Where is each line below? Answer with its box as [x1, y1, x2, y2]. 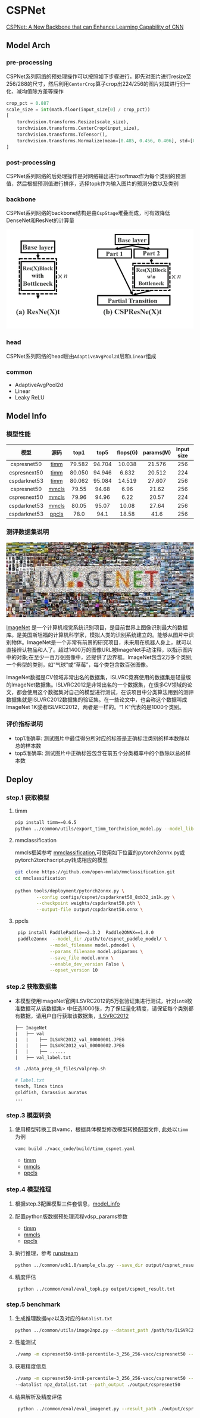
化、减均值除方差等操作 [6, 88, 64, 95]
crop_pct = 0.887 [6, 100, 49, 106]
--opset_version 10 [49, 967, 98, 973]
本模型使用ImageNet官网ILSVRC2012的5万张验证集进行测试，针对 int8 [14, 997, 187, 1004]
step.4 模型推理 [6, 1185, 52, 1194]
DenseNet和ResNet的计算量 [6, 217, 75, 224]
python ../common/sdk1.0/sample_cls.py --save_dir [14, 1262, 143, 1268]
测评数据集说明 [6, 528, 49, 536]
